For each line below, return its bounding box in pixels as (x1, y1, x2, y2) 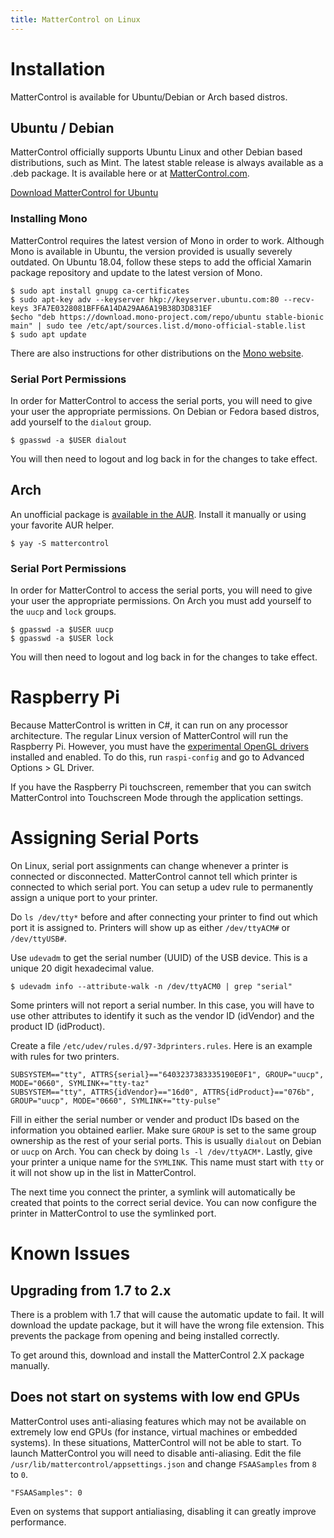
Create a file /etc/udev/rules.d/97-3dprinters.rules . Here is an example (10, 1039, 313, 1051)
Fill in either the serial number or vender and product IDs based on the (10, 1113, 300, 1125)
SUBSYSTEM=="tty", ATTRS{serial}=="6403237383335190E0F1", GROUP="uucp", (10, 1069, 325, 1080)
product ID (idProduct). (10, 1020, 106, 1032)
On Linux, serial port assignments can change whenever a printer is (10, 859, 289, 871)
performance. (10, 1516, 67, 1528)
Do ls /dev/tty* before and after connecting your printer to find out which (10, 911, 318, 923)
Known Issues (10, 1242, 131, 1265)
